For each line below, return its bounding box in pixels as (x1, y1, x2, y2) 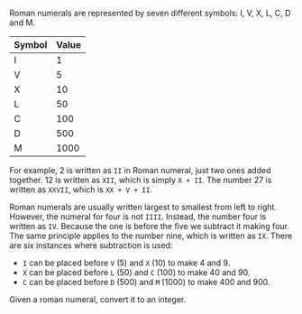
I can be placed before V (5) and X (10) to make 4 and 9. (22, 257, 231, 268)
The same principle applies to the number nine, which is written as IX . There (9, 230, 293, 241)
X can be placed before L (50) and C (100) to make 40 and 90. (22, 267, 251, 278)
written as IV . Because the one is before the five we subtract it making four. (9, 221, 290, 231)
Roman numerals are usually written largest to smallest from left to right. (9, 202, 278, 212)
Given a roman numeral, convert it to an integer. (9, 294, 187, 305)
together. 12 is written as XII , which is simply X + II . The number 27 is (9, 175, 272, 185)
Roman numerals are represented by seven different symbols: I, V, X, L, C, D (9, 8, 291, 18)
